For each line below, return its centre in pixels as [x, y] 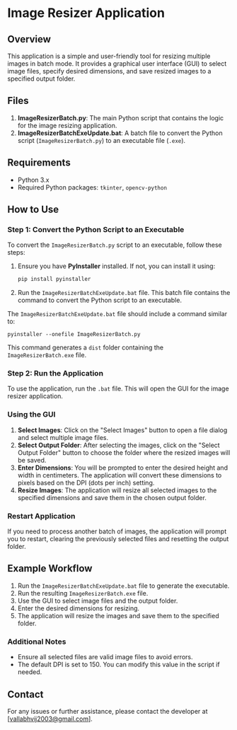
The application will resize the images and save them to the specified [118, 615]
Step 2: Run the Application [56, 373]
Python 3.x [33, 180]
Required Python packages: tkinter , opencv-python [92, 187]
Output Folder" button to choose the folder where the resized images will [124, 452]
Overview [29, 39]
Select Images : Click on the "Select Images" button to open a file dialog [122, 430]
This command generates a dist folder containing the [86, 347]
